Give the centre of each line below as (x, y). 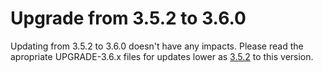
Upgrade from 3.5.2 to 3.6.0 (128, 18)
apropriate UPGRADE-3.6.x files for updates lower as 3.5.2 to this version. (162, 56)
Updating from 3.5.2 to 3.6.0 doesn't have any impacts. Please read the (157, 46)
